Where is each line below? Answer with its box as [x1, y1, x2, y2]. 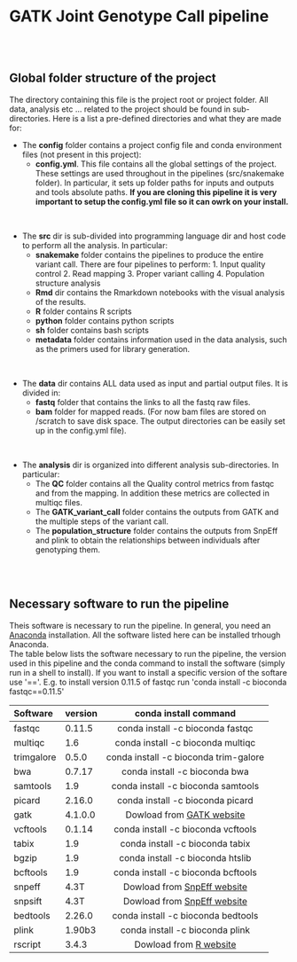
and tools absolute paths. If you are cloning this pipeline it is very [35, 186, 277, 197]
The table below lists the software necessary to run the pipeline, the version [9, 648, 286, 659]
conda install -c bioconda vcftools [113, 823, 257, 835]
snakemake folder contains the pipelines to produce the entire [35, 249, 264, 260]
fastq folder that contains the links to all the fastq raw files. [35, 396, 251, 407]
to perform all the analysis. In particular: [21, 239, 168, 250]
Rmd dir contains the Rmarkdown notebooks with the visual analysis [35, 286, 285, 298]
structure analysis [35, 278, 101, 288]
